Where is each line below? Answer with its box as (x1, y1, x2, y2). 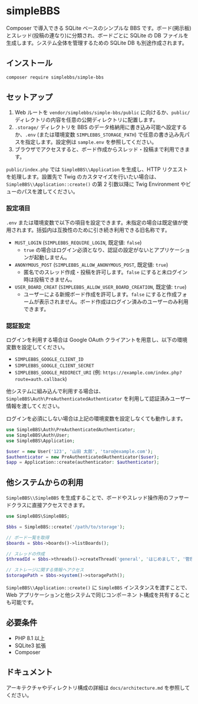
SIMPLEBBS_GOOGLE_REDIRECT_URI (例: (14, 369, 102, 376)
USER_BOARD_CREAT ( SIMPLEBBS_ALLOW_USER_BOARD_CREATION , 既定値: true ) (14, 283, 187, 290)
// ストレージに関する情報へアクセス (6, 567, 84, 573)
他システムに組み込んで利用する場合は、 (6, 387, 104, 395)
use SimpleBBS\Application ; (6, 438, 75, 444)
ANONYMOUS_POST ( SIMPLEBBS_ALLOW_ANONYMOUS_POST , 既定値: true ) (14, 261, 169, 268)
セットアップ (6, 92, 53, 102)
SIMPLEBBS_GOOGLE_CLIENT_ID (14, 357, 84, 363)
